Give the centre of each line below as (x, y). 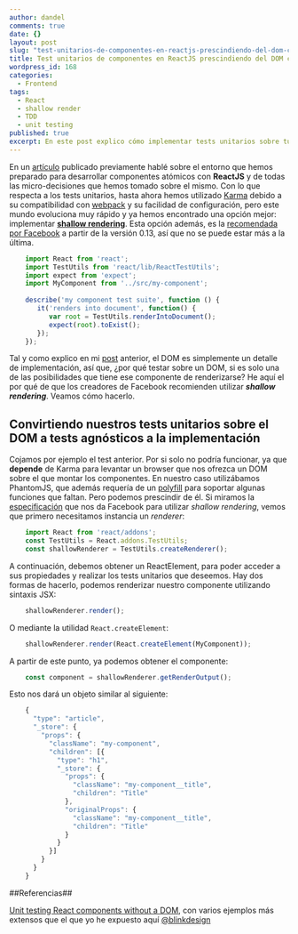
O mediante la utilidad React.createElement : (89, 627)
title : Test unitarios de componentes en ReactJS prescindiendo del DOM (146, 59)
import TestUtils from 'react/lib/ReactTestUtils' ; (122, 267)
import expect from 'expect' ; (81, 275)
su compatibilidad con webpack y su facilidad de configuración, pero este (144, 205)
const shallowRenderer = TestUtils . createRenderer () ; (126, 549)
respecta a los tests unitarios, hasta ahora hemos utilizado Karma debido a (145, 195)
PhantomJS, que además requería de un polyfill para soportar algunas (137, 488)
